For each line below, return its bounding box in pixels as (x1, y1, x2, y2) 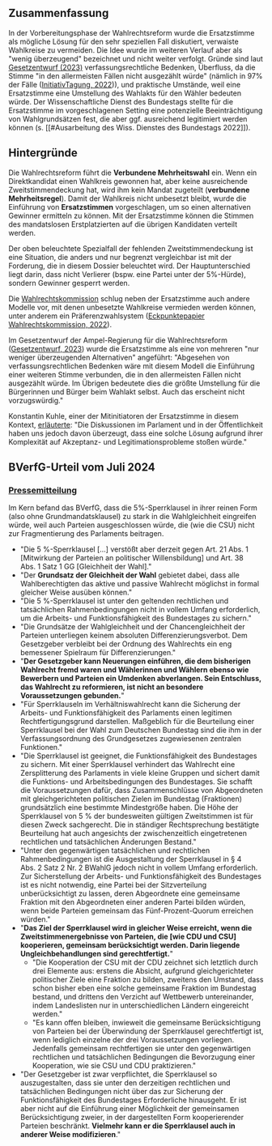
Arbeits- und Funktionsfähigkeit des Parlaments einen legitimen (19, 708, 232, 718)
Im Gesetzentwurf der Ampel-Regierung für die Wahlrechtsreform (8, 335, 228, 345)
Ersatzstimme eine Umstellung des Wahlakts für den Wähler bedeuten (8, 88, 241, 98)
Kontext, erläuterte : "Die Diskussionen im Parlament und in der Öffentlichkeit (8, 420, 263, 429)
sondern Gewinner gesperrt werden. (8, 278, 130, 288)
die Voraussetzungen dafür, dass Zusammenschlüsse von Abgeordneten (19, 786, 263, 795)
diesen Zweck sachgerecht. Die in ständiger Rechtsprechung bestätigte (19, 820, 260, 829)
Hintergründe (8, 146, 79, 160)
